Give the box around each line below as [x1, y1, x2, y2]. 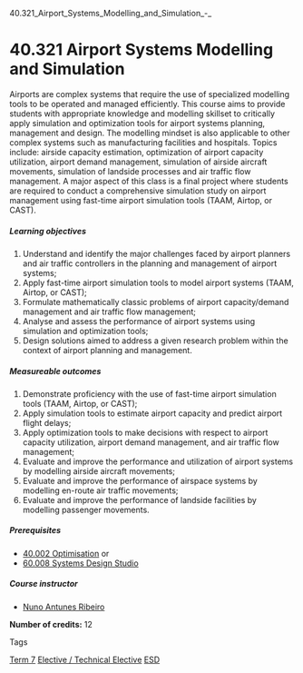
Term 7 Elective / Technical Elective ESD [9, 654, 161, 665]
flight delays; [22, 417, 72, 428]
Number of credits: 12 [9, 619, 93, 629]
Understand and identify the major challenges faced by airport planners [22, 248, 291, 259]
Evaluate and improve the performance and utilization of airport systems [22, 456, 293, 467]
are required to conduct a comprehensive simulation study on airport [9, 185, 267, 196]
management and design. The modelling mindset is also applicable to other [9, 127, 290, 138]
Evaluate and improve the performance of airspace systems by [22, 475, 259, 486]
